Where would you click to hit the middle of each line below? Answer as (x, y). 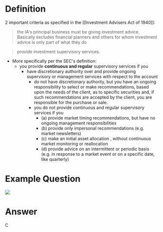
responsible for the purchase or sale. (71, 102)
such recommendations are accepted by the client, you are (93, 97)
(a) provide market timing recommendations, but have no (98, 118)
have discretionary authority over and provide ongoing (81, 71)
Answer (21, 212)
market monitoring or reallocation (75, 143)
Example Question (43, 179)
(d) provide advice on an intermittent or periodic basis (95, 149)
